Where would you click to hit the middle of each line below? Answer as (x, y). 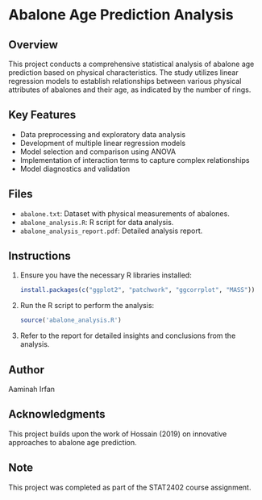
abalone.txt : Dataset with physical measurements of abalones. (125, 213)
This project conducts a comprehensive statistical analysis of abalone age (131, 64)
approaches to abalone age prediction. (73, 442)
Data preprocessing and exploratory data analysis (103, 134)
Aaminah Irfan (31, 389)
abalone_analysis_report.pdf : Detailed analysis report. (111, 231)
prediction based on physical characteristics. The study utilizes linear (124, 73)
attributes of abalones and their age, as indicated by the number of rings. (130, 90)
